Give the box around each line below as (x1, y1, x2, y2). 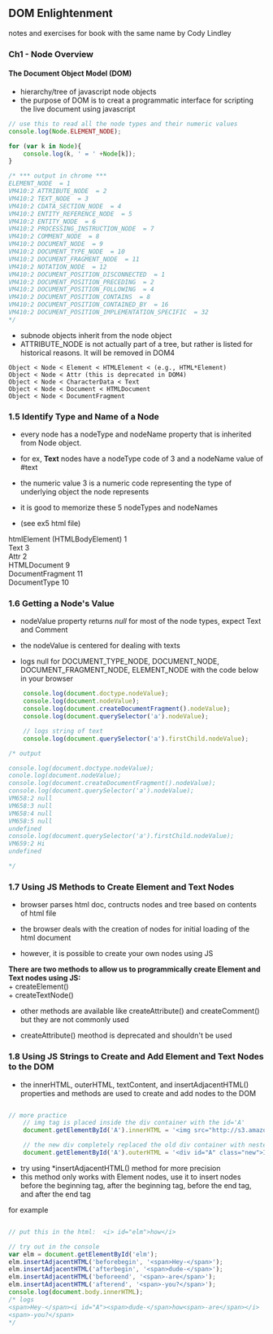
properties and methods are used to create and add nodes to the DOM (19, 1088, 257, 1098)
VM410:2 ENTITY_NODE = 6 (8, 217, 96, 226)
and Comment (19, 625, 68, 634)
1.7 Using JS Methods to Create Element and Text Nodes (8, 881, 235, 893)
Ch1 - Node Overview (8, 48, 93, 59)
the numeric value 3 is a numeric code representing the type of (19, 478, 232, 488)
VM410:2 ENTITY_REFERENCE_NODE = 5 (8, 209, 132, 218)
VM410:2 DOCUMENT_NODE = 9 (8, 240, 104, 248)
